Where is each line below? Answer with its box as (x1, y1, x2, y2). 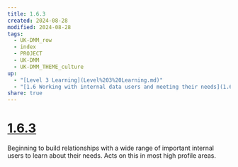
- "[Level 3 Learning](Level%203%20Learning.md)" (13, 76, 163, 84)
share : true (7, 90, 42, 97)
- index (13, 43, 37, 50)
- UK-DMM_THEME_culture (13, 63, 84, 70)
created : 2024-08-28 (7, 17, 69, 24)
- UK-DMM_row (13, 37, 52, 44)
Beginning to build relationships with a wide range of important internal (7, 144, 215, 153)
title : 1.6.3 (7, 10, 46, 18)
